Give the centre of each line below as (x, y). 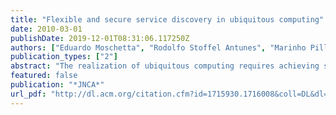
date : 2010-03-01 (46, 29)
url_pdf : (28, 94)
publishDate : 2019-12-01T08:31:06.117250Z (100, 38)
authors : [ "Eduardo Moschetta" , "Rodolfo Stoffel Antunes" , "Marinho (158, 47)
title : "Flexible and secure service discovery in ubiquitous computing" (167, 19)
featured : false (44, 76)
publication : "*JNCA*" (57, 85)
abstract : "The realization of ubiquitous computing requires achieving (165, 66)
